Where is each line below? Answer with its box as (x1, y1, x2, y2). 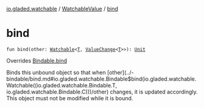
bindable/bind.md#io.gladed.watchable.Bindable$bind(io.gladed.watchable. (6, 75, 197, 83)
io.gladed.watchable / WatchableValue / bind (6, 5, 119, 12)
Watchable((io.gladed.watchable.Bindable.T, (6, 81, 118, 89)
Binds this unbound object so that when (6, 69, 107, 76)
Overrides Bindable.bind (6, 57, 68, 64)
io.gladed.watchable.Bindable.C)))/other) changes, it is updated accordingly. (6, 88, 198, 95)
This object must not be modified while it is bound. (6, 94, 133, 102)
